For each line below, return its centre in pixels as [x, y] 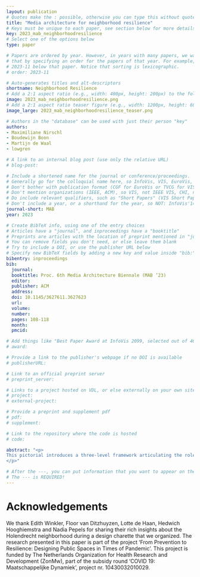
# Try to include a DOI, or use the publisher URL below [78, 247]
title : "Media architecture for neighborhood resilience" [79, 23]
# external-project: [32, 401]
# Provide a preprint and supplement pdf [58, 412]
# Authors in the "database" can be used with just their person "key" [97, 121]
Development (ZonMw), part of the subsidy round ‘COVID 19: [81, 561]
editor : [21, 281]
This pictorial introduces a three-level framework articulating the [94, 456]
